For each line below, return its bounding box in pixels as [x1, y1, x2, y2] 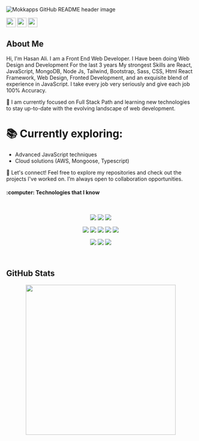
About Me [6, 39, 44, 49]
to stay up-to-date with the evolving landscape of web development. [6, 104, 176, 112]
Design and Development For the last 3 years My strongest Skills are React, [6, 61, 192, 68]
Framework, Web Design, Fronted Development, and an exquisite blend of [6, 74, 189, 81]
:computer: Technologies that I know [6, 189, 100, 196]
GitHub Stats [6, 268, 55, 278]
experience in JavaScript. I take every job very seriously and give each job [6, 80, 191, 88]
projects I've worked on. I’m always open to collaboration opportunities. [6, 175, 183, 182]
